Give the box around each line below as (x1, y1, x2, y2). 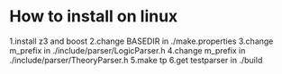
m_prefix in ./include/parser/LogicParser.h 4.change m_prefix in (9, 45, 246, 55)
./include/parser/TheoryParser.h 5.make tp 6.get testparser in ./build (9, 54, 263, 65)
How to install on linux (9, 6, 178, 27)
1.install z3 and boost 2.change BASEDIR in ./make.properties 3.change (9, 36, 274, 46)
